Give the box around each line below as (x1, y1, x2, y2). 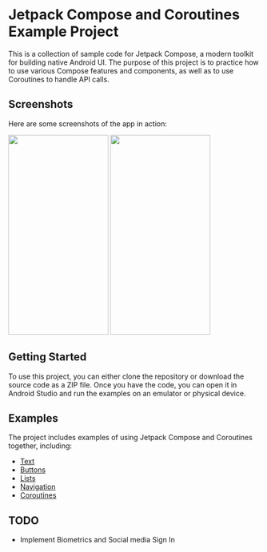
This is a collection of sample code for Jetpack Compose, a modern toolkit (8, 49, 254, 58)
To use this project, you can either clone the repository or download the (8, 371, 245, 381)
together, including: (8, 441, 73, 451)
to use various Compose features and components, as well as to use (8, 66, 234, 75)
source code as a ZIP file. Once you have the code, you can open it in (8, 379, 237, 389)
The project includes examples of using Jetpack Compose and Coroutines (8, 433, 253, 443)
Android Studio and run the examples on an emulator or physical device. (8, 388, 246, 398)
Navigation (19, 482, 56, 492)
